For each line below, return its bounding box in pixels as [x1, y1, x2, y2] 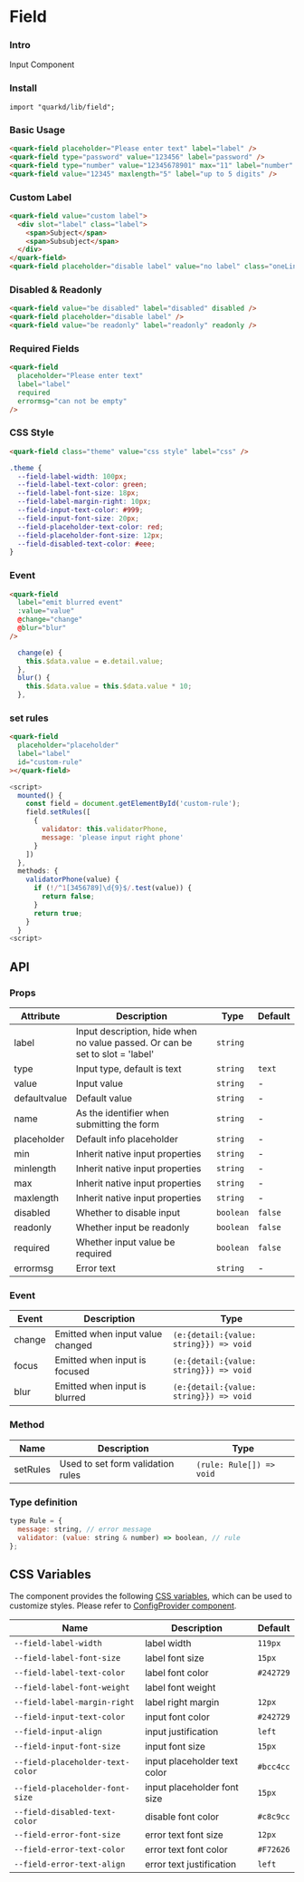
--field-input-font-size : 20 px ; [17, 514, 140, 523]
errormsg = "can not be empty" [17, 396, 128, 405]
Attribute [21, 1010, 61, 1023]
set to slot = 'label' [75, 1048, 155, 1061]
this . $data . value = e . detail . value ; [25, 656, 165, 665]
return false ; [42, 892, 95, 901]
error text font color [144, 1843, 228, 1856]
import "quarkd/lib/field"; [9, 102, 116, 112]
